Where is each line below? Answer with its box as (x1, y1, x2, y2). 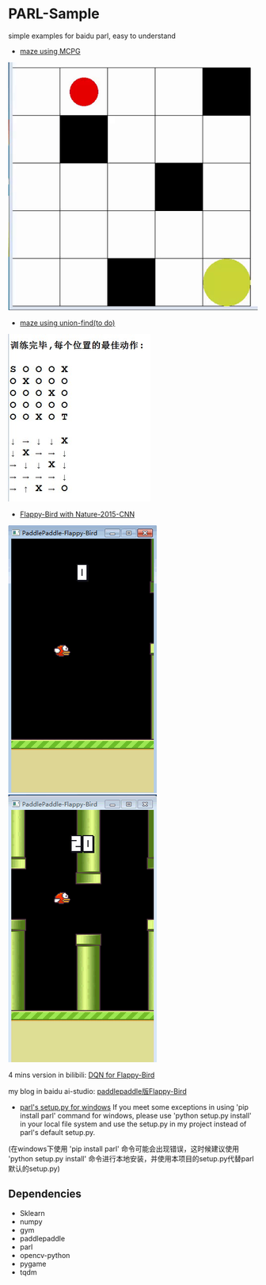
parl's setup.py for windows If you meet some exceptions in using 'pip (19, 1103, 249, 1112)
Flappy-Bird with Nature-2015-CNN (19, 509, 135, 520)
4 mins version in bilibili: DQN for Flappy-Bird (8, 1070, 155, 1080)
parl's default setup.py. (19, 1128, 96, 1137)
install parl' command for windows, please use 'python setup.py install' (19, 1111, 252, 1121)
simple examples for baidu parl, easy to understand (8, 31, 177, 40)
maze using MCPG (19, 46, 81, 56)
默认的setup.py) (8, 1164, 61, 1174)
